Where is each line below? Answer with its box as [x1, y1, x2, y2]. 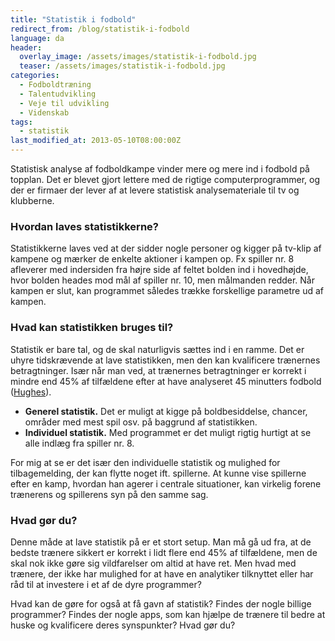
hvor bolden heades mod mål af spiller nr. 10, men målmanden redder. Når [10, 274, 315, 286]
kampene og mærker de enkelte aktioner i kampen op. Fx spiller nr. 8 [10, 253, 295, 265]
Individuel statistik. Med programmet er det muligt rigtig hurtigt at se [24, 426, 312, 438]
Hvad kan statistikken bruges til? [10, 321, 174, 335]
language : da [10, 33, 65, 43]
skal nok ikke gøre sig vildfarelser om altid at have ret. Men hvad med [10, 557, 297, 569]
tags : [10, 117, 33, 127]
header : [10, 42, 43, 53]
